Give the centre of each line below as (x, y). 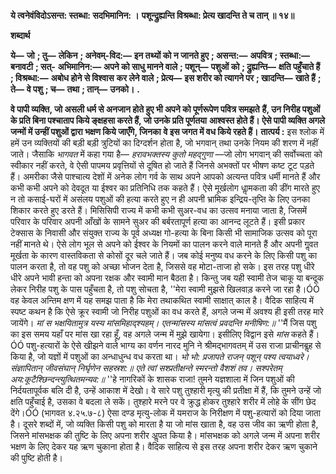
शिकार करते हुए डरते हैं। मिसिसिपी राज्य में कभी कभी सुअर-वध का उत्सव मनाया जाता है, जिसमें (159, 210)
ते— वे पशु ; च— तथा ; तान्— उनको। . (75, 89)
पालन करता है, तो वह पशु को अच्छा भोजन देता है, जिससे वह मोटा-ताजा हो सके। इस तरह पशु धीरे (162, 266)
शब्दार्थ (20, 35)
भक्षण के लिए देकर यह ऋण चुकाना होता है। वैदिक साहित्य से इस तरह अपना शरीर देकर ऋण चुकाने (164, 446)
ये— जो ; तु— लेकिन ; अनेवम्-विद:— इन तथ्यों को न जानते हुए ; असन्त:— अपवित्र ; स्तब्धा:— (160, 55)
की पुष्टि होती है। (37, 458)
